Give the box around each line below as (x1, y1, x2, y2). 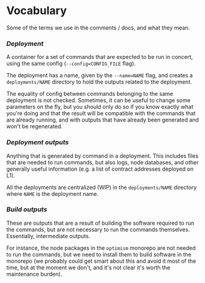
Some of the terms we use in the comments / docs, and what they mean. (6, 24, 190, 31)
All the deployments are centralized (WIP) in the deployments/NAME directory (6, 184, 197, 191)
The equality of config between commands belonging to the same (6, 90, 174, 98)
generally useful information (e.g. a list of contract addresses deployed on (6, 165, 194, 173)
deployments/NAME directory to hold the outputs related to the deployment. (6, 78, 192, 86)
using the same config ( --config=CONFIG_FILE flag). (6, 60, 136, 68)
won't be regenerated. (6, 123, 63, 130)
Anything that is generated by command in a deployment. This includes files (6, 152, 199, 160)
